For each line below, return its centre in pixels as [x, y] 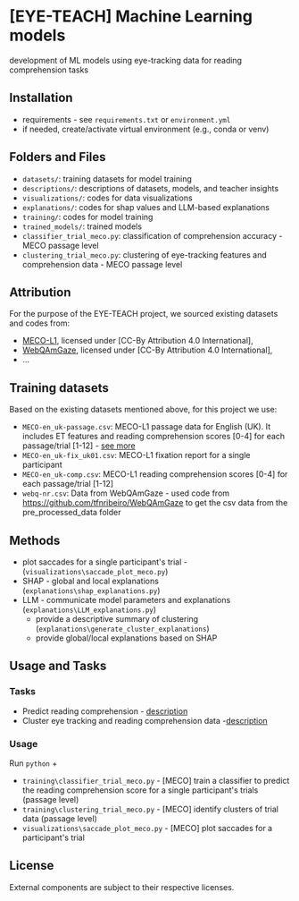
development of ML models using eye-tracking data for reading [126, 60]
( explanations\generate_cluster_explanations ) [122, 629]
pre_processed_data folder [71, 513]
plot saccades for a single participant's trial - [104, 562]
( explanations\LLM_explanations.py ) [89, 609]
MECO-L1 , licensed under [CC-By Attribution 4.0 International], [137, 341]
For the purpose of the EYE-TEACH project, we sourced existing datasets [144, 314]
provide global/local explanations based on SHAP [126, 638]
